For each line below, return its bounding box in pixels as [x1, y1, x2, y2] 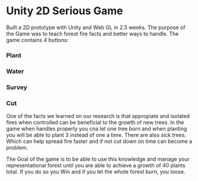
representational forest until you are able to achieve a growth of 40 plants [6, 162, 186, 169]
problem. [6, 144, 28, 151]
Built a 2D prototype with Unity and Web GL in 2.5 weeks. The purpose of [6, 24, 186, 31]
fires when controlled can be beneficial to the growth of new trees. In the [6, 119, 184, 126]
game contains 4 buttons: [6, 36, 69, 43]
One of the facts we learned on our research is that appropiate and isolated [6, 113, 190, 119]
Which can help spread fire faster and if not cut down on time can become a [6, 138, 193, 145]
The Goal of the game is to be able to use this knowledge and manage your [6, 155, 190, 163]
